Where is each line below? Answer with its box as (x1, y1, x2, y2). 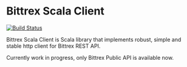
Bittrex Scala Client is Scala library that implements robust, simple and (6, 36, 182, 43)
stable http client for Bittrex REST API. (6, 42, 101, 49)
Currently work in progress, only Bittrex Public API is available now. (6, 54, 174, 61)
